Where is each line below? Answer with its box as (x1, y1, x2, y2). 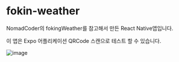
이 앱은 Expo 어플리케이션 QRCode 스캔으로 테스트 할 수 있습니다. (6, 37, 162, 44)
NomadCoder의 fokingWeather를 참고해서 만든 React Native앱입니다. (6, 24, 174, 32)
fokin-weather (6, 4, 80, 18)
